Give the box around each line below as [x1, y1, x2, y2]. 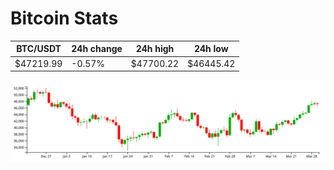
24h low [193, 43, 229, 55]
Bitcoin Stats [10, 7, 119, 30]
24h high [135, 43, 175, 55]
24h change [71, 43, 123, 55]
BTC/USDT [16, 43, 62, 55]
